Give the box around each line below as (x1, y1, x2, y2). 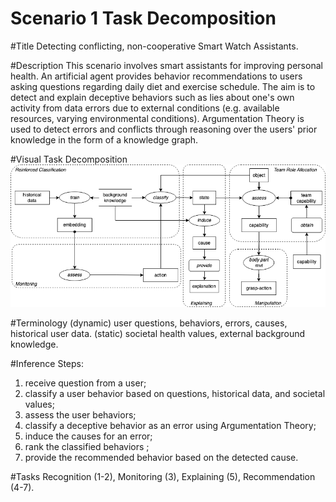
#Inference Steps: (10, 357, 84, 369)
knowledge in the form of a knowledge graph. (10, 133, 199, 146)
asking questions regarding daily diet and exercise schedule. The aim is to (10, 80, 316, 92)
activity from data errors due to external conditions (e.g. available (10, 102, 280, 114)
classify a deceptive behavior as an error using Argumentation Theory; (24, 419, 317, 431)
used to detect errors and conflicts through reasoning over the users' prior (10, 123, 318, 135)
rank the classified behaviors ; (24, 440, 150, 452)
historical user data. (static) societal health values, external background (10, 327, 306, 339)
